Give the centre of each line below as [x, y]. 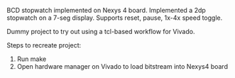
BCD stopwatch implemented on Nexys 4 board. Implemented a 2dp [106, 10]
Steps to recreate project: [44, 45]
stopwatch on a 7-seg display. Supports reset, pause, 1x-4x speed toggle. [115, 18]
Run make [32, 59]
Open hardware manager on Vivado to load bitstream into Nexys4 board [122, 66]
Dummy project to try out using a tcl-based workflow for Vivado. [101, 32]
